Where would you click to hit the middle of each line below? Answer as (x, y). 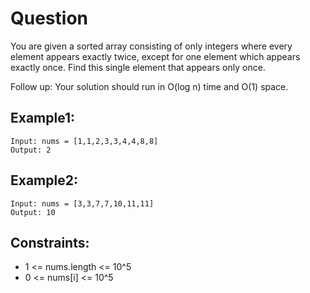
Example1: (43, 118)
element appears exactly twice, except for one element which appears (155, 56)
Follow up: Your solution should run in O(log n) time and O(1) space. (149, 86)
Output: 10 (33, 212)
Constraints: (50, 242)
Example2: (44, 180)
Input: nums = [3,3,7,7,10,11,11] (82, 203)
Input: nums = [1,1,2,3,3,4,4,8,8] (84, 141)
